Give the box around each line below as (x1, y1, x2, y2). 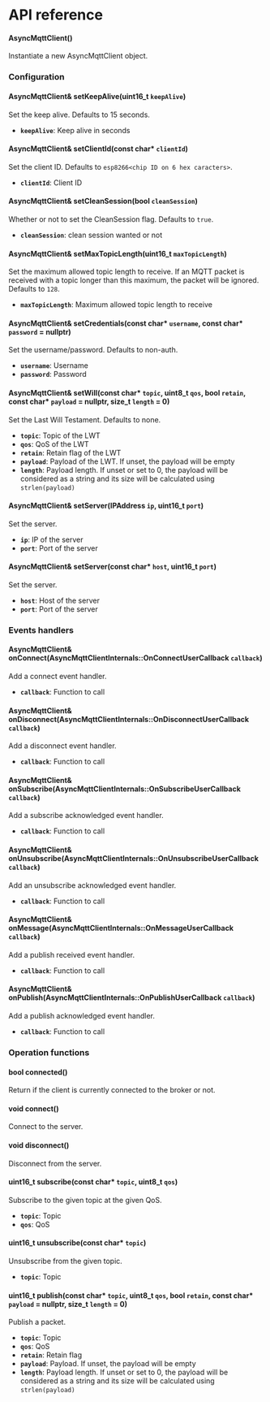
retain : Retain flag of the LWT (19, 448, 122, 457)
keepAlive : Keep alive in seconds (19, 125, 131, 135)
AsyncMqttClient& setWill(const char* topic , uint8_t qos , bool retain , (8, 387, 246, 397)
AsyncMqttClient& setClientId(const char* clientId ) (8, 144, 189, 154)
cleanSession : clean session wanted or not (19, 230, 163, 240)
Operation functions (8, 1047, 90, 1058)
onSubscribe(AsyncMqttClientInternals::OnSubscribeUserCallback (8, 784, 242, 794)
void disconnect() (8, 1140, 70, 1150)
